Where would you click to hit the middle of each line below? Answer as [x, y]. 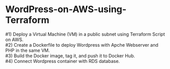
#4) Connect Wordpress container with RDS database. [63, 61]
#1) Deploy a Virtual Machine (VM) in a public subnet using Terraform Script [85, 34]
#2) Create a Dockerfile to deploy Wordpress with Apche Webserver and [82, 45]
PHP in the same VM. [28, 50]
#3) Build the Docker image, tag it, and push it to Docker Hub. [70, 56]
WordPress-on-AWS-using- [66, 9]
